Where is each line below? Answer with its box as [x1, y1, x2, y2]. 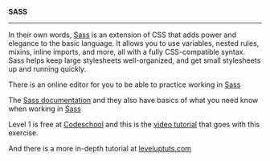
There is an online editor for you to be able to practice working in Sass [8, 80, 241, 89]
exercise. [8, 128, 39, 138]
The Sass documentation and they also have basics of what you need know [8, 96, 259, 105]
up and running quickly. [8, 64, 87, 73]
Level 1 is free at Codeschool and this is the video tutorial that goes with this [8, 120, 260, 129]
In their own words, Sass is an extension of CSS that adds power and [8, 30, 237, 39]
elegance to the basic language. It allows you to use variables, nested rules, [8, 39, 260, 47]
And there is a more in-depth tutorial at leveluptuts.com [8, 144, 191, 153]
